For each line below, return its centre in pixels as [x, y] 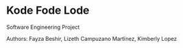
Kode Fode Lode [48, 10]
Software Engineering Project [43, 27]
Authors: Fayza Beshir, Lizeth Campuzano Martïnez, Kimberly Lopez [92, 38]
